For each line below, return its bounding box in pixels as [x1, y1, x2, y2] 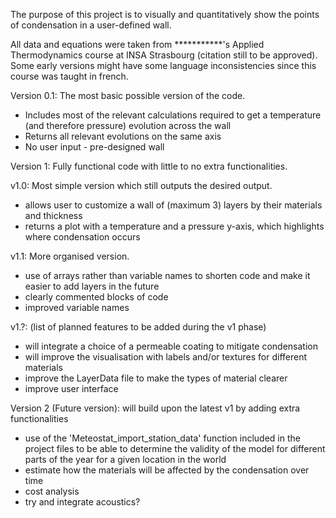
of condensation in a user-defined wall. [10, 19, 172, 31]
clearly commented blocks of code [24, 291, 169, 303]
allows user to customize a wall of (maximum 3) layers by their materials [24, 199, 323, 211]
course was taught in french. [10, 70, 129, 82]
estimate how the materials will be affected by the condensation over [24, 464, 310, 476]
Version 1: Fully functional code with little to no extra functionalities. [10, 160, 288, 172]
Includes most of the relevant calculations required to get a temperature [24, 109, 322, 121]
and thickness [24, 210, 83, 221]
